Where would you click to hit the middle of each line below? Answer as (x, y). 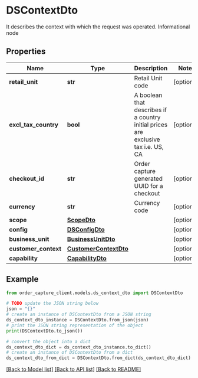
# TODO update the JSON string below (52, 304)
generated (148, 178)
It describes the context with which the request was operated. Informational (98, 27)
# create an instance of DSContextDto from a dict (70, 353)
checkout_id (27, 178)
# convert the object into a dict (49, 341)
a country (147, 117)
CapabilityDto (87, 258)
